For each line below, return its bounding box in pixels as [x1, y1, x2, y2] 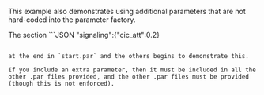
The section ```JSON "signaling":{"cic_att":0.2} [8, 31, 160, 39]
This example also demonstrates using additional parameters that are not [8, 7, 247, 16]
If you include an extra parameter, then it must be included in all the [8, 66, 257, 74]
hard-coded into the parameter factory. [8, 15, 136, 24]
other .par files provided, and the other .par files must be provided [8, 73, 249, 81]
